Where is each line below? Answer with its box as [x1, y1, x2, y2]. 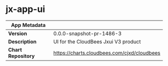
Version [8, 30, 27, 37]
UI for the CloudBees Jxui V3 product [53, 38, 141, 45]
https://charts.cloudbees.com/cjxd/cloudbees [53, 49, 161, 56]
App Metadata [11, 21, 46, 28]
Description [8, 38, 37, 45]
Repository [8, 52, 35, 59]
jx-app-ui [5, 3, 45, 15]
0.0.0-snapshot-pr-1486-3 [53, 30, 122, 37]
